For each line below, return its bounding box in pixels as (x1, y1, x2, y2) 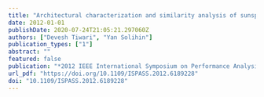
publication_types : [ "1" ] (8, 41, 93, 48)
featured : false (8, 56, 61, 63)
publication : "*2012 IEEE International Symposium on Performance (8, 63, 230, 70)
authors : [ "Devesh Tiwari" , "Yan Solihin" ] (8, 33, 153, 41)
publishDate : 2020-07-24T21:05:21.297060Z (8, 26, 149, 34)
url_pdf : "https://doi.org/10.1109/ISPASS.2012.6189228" (8, 70, 199, 77)
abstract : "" (8, 48, 51, 56)
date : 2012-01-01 (8, 19, 65, 27)
